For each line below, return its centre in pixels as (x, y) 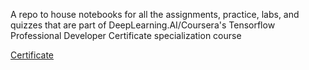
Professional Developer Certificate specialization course (126, 35)
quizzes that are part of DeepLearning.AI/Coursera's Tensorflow (143, 25)
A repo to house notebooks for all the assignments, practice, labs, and (155, 14)
